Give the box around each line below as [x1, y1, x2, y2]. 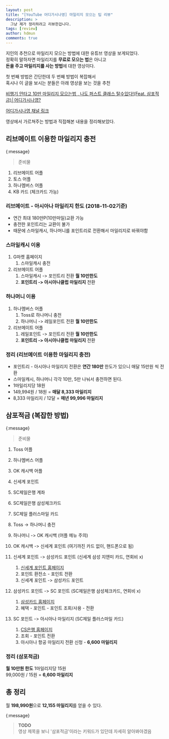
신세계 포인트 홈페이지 [20, 564, 65, 571]
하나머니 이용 [6, 293, 36, 300]
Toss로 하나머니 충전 [20, 312, 62, 318]
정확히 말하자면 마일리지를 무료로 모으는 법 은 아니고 [6, 56, 106, 62]
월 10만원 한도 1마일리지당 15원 [6, 665, 67, 671]
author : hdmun [6, 31, 36, 36]
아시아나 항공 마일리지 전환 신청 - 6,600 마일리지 [20, 639, 118, 645]
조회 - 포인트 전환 [20, 633, 55, 639]
